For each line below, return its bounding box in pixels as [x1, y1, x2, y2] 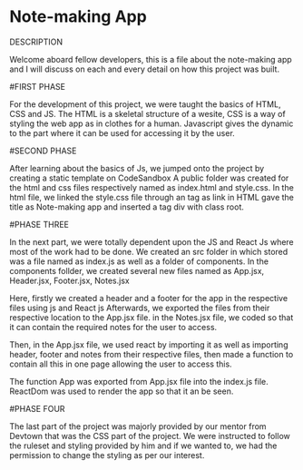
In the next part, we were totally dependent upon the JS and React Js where [9, 236, 295, 247]
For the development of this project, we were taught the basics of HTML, [9, 98, 281, 110]
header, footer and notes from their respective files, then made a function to [9, 348, 294, 359]
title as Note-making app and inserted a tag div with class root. [9, 201, 245, 212]
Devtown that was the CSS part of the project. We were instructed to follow [9, 430, 290, 441]
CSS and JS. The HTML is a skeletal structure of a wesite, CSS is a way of [9, 108, 286, 119]
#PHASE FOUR [9, 403, 65, 414]
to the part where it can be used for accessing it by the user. [9, 127, 236, 138]
